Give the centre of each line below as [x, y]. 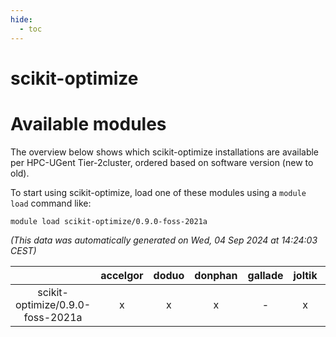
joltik [305, 275]
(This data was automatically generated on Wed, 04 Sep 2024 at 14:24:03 [164, 240]
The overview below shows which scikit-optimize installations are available [165, 152]
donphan [216, 275]
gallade [265, 275]
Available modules [88, 123]
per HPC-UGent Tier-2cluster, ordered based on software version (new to [162, 162]
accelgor [122, 275]
